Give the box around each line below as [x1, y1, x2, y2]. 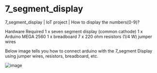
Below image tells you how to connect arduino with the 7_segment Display [5, 48, 153, 54]
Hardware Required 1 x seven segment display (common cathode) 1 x [5, 28, 143, 34]
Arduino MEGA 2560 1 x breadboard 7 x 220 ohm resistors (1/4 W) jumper [5, 34, 153, 39]
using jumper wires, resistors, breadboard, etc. [5, 53, 98, 59]
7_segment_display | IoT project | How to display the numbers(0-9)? [5, 19, 140, 25]
